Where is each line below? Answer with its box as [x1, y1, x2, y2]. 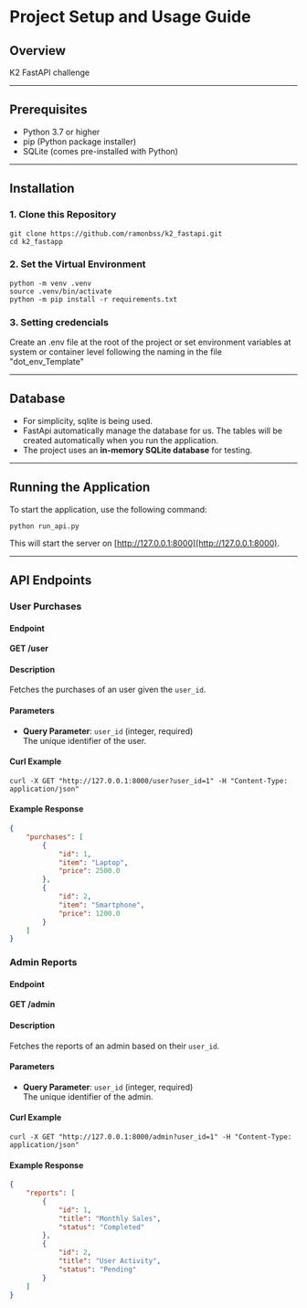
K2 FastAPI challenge [9, 67, 90, 78]
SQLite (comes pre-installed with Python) [22, 145, 178, 156]
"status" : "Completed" [58, 1222, 145, 1231]
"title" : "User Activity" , [58, 1257, 162, 1266]
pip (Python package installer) [22, 135, 137, 147]
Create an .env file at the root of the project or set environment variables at [9, 336, 291, 348]
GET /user [9, 643, 48, 654]
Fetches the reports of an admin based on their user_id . [9, 1040, 220, 1051]
